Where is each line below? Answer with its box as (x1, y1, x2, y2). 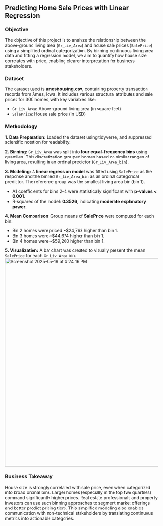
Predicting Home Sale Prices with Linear (5, 4, 129, 12)
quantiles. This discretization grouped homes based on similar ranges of (5, 154, 149, 160)
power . (12, 204, 27, 210)
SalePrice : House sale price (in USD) (12, 111, 86, 117)
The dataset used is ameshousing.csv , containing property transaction (5, 86, 148, 92)
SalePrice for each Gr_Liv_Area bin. (5, 253, 77, 259)
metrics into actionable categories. (5, 515, 74, 521)
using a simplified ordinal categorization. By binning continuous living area (5, 47, 154, 53)
